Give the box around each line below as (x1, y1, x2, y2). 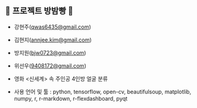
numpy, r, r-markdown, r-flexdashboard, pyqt (13, 95, 128, 102)
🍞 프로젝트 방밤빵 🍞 (5, 5, 73, 16)
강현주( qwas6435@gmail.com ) (13, 23, 92, 31)
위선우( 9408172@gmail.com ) (13, 62, 86, 69)
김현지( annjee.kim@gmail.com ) (13, 36, 92, 43)
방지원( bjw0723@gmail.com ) (13, 49, 86, 56)
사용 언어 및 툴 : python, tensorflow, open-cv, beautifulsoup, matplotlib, (13, 88, 191, 95)
